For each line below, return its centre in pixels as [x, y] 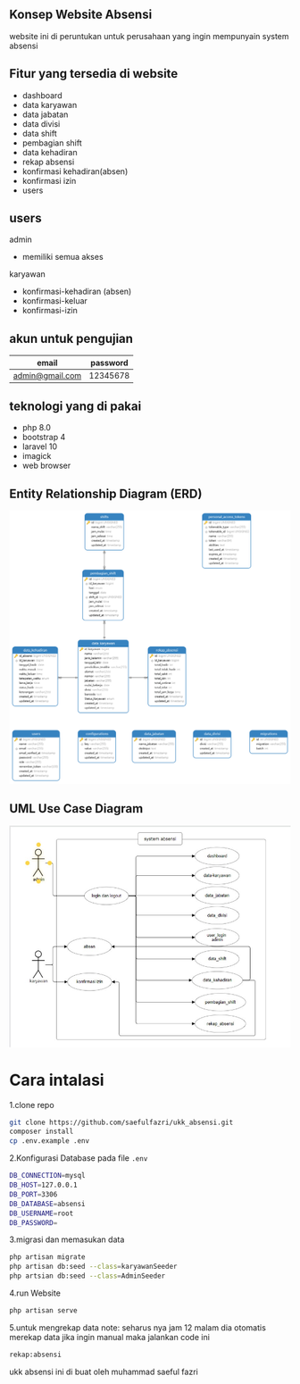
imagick [37, 456]
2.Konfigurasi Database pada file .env [79, 1158]
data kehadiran [50, 152]
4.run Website [35, 1293]
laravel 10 [40, 446]
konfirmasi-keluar [54, 301]
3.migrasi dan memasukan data [67, 1239]
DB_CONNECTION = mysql [48, 1176]
